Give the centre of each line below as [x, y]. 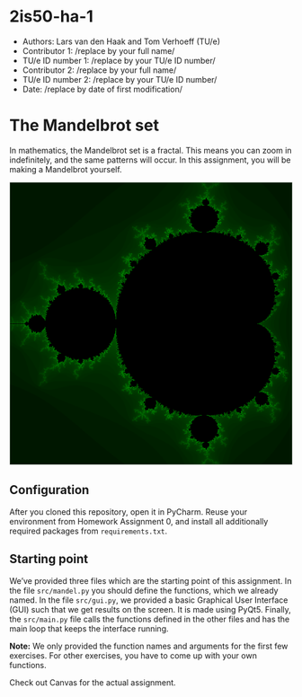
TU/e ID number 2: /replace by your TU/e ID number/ [120, 79]
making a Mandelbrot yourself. [66, 169]
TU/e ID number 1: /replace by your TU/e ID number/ [119, 60]
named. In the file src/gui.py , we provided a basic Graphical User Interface [149, 600]
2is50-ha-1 [52, 17]
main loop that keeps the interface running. [89, 628]
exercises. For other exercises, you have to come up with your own [133, 655]
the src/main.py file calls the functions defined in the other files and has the [150, 619]
